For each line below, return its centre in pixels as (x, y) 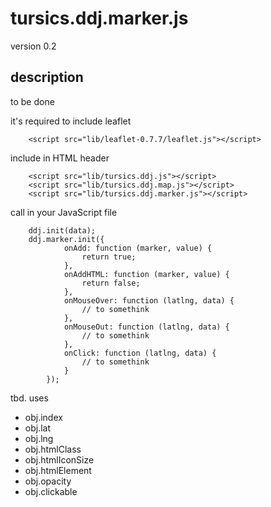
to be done (32, 101)
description (47, 77)
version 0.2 (33, 46)
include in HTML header (60, 158)
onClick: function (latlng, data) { (140, 353)
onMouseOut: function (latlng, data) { (146, 327)
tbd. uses (29, 398)
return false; (111, 283)
